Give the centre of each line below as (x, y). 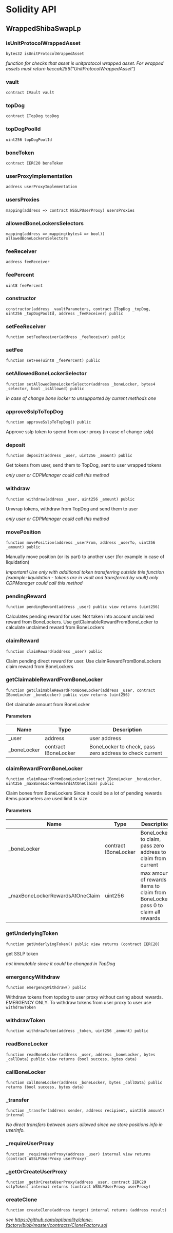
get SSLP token (22, 953)
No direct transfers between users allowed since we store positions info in (84, 1125)
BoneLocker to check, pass (122, 747)
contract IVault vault (30, 93)
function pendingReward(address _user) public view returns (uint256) (83, 607)
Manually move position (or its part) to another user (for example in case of (85, 557)
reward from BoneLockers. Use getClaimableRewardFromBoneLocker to (82, 622)
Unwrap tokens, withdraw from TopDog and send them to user (72, 509)
